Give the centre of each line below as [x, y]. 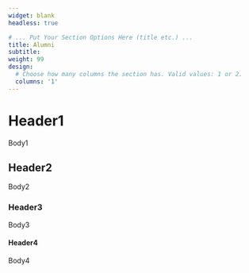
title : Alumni [32, 44]
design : [21, 67]
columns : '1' [37, 81]
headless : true [33, 23]
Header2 [31, 167]
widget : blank [32, 15]
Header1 [36, 121]
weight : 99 [26, 60]
